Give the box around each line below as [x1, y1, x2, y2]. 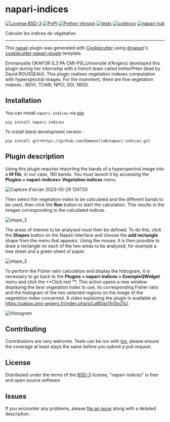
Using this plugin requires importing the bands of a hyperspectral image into [5, 166, 164, 172]
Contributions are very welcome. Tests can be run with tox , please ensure [5, 338, 159, 344]
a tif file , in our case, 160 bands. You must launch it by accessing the [5, 171, 149, 177]
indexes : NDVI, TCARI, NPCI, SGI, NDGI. [5, 81, 90, 87]
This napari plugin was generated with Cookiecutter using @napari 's [5, 45, 148, 51]
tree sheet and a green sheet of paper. [5, 248, 86, 254]
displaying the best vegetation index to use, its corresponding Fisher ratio [5, 284, 159, 290]
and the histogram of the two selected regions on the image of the [5, 289, 143, 296]
